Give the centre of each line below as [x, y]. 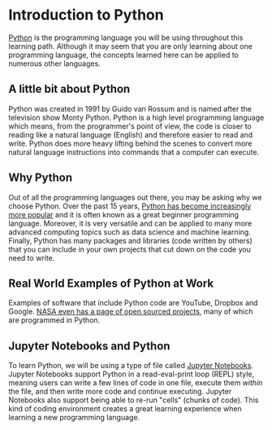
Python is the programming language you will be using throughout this [126, 37]
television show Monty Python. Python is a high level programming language [136, 117]
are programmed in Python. [54, 320]
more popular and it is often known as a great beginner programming [124, 214]
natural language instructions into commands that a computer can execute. [134, 151]
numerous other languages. [55, 64]
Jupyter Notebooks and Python [89, 346]
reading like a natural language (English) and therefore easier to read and [131, 134]
